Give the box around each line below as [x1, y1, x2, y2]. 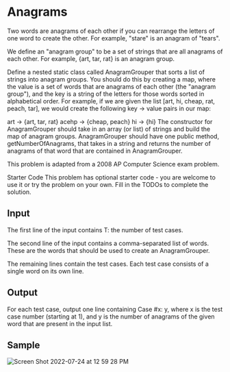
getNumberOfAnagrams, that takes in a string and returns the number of [7, 139, 211, 147]
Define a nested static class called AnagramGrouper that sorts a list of [7, 68, 205, 76]
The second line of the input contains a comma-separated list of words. [7, 239, 209, 247]
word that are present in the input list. [7, 319, 113, 327]
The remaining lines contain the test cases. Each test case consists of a [7, 260, 209, 268]
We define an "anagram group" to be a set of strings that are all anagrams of [7, 47, 223, 55]
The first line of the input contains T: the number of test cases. [7, 225, 183, 234]
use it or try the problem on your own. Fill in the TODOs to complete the [7, 180, 209, 188]
